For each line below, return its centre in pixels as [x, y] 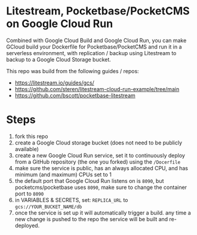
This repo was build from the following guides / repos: [73, 71]
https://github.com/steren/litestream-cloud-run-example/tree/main [97, 89]
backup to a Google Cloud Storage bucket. [59, 59]
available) [27, 149]
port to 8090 [29, 194]
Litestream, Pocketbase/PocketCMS [98, 11]
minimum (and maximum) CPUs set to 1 [63, 174]
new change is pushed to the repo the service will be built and [91, 219]
